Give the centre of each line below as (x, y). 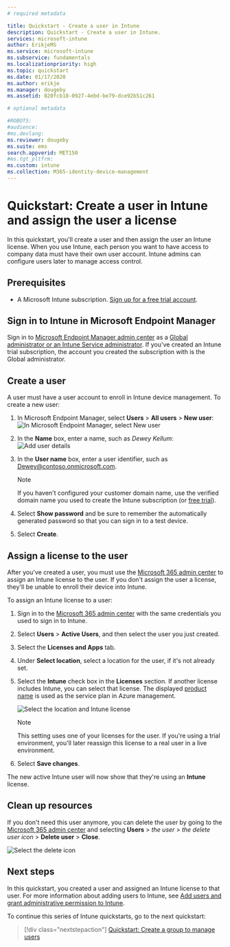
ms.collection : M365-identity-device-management (78, 172)
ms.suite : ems (27, 146)
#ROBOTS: (20, 121)
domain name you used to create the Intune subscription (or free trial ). (116, 500)
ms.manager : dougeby (37, 90)
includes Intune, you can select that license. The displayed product (112, 689)
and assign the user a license (92, 221)
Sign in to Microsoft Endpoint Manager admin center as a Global (97, 338)
